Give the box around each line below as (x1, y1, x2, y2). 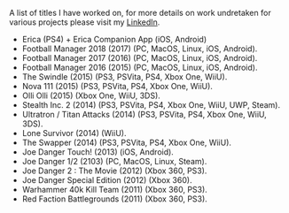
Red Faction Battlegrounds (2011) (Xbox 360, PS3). (21, 194, 208, 204)
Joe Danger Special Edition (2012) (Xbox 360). (21, 175, 192, 185)
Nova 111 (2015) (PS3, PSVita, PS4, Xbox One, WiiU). (21, 81, 213, 91)
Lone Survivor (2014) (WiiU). (21, 128, 127, 138)
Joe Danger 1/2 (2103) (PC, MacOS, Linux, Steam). (21, 156, 207, 166)
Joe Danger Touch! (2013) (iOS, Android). (21, 147, 175, 157)
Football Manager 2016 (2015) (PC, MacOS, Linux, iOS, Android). (21, 62, 258, 72)
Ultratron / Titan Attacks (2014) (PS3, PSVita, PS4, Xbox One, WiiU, (21, 110, 268, 119)
